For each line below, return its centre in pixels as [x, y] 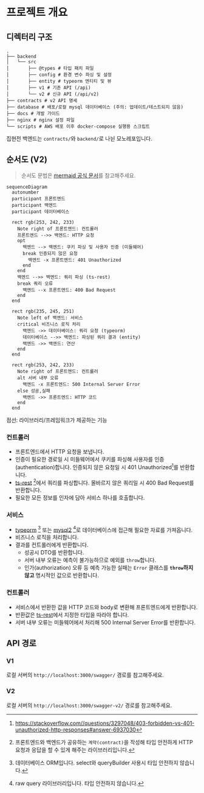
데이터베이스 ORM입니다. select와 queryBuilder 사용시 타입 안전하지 [97, 763]
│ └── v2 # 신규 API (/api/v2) [53, 94]
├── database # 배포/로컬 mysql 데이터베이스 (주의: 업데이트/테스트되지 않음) [95, 107]
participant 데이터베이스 [41, 211]
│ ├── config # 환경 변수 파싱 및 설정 [59, 75]
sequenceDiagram [27, 187]
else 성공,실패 [34, 391]
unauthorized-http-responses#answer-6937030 [76, 729]
